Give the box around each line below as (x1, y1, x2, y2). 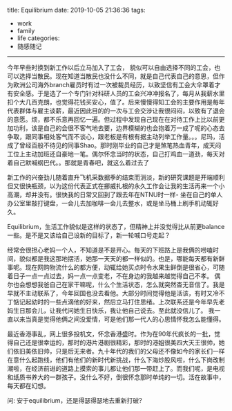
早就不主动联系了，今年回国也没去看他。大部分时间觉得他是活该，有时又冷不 (7, 289, 225, 297)
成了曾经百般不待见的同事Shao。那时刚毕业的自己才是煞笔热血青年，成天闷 (7, 141, 222, 149)
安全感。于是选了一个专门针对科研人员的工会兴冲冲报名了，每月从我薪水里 (12, 89, 225, 98)
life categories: (17, 34, 60, 42)
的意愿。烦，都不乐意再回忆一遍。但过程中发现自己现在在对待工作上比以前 (7, 116, 219, 123)
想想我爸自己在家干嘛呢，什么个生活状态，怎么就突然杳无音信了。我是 (25, 280, 225, 289)
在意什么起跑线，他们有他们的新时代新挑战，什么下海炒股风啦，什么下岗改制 (7, 356, 225, 364)
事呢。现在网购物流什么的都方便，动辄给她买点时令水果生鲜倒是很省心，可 (7, 263, 219, 271)
